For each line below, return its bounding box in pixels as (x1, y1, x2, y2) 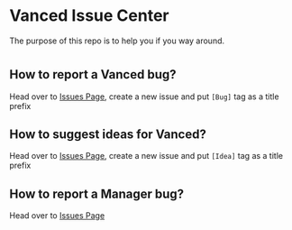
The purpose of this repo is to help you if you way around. (9, 35, 225, 46)
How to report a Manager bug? (9, 186, 185, 201)
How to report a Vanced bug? (9, 67, 178, 82)
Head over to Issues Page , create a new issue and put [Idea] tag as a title (9, 151, 284, 161)
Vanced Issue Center (9, 5, 169, 26)
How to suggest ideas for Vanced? (9, 126, 207, 142)
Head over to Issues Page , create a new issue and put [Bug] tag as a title (9, 91, 279, 102)
